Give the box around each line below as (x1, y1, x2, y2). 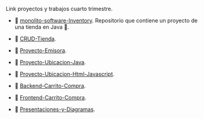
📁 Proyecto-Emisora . (14, 47, 67, 54)
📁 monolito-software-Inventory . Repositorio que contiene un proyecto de (14, 17, 198, 24)
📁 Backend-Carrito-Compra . (14, 82, 86, 89)
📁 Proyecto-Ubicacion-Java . (14, 59, 86, 66)
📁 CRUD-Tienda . (14, 35, 56, 42)
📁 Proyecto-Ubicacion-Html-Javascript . (14, 70, 115, 78)
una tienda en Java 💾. (14, 24, 70, 30)
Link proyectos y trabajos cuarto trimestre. (5, 5, 113, 12)
